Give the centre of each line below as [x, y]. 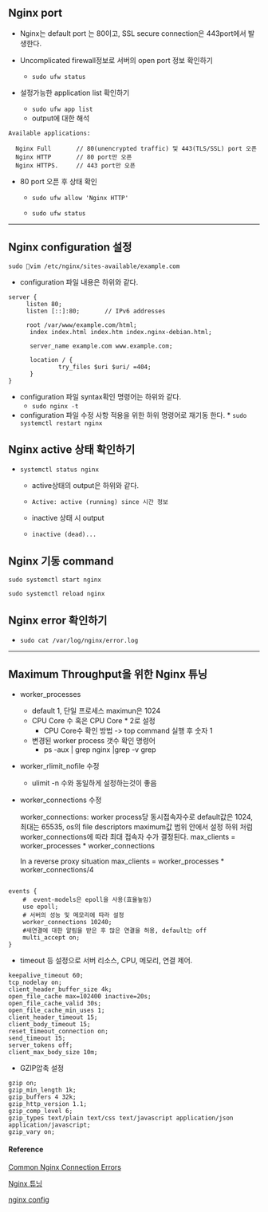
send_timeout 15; [37, 1038]
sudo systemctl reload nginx [57, 594]
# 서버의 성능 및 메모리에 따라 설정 [73, 915]
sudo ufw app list [62, 109]
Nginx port [35, 13]
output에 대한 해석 [61, 118]
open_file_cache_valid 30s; [55, 1003]
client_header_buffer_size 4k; [60, 989]
